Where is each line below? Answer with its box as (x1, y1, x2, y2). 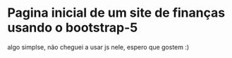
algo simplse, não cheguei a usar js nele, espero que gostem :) (7, 43, 190, 51)
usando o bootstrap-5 (7, 20, 138, 36)
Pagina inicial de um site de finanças (7, 5, 226, 21)
